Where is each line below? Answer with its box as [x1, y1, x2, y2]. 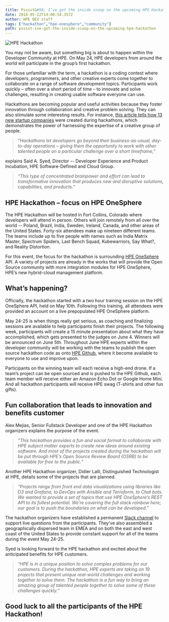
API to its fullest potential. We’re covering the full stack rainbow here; [17, 499, 161, 505]
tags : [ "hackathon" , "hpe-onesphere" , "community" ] [5, 21, 112, 27]
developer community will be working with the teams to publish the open [5, 344, 156, 350]
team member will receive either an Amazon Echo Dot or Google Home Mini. [5, 376, 163, 382]
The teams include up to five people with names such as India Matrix [5, 233, 148, 239]
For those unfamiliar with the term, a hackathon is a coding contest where [5, 70, 158, 76]
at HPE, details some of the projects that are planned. [5, 474, 116, 480]
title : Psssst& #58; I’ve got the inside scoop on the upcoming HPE [5, 7, 150, 13]
